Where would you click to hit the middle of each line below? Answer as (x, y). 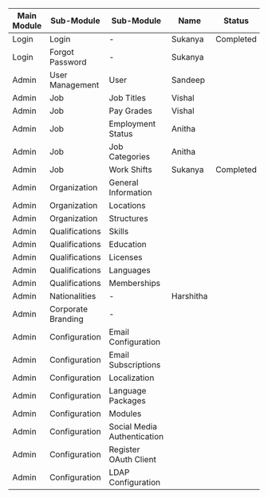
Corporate (68, 309)
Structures (129, 218)
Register (124, 449)
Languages (130, 270)
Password (68, 62)
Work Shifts (131, 169)
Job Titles (127, 98)
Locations (127, 205)
